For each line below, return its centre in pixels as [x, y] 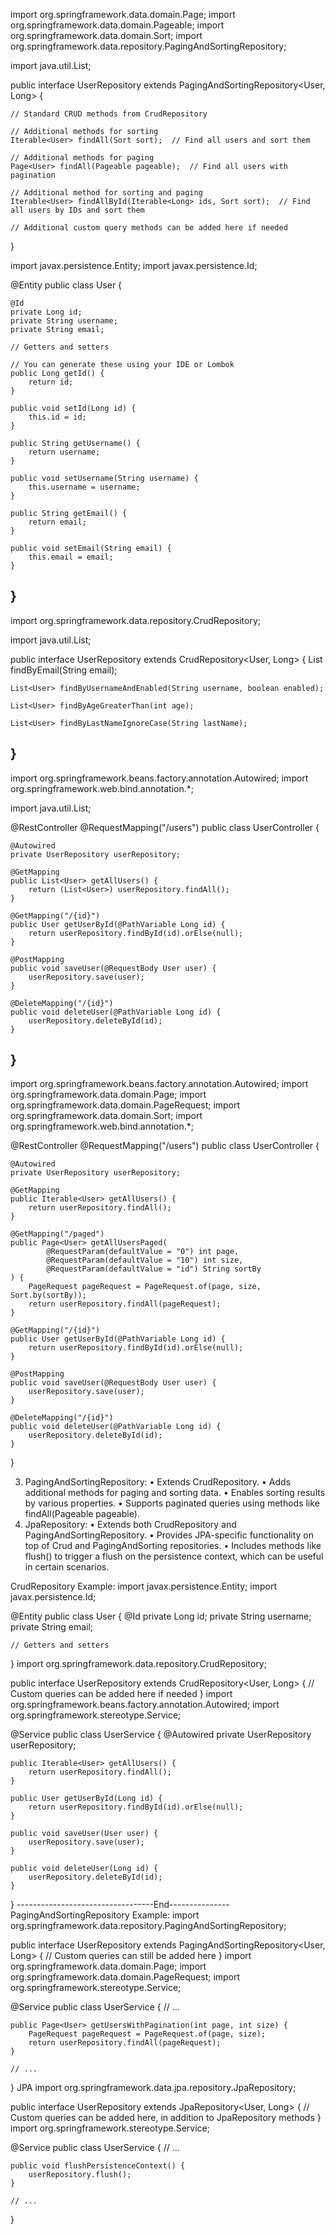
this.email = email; [71, 557]
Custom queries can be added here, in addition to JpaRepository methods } [166, 2118]
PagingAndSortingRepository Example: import [105, 1915]
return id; [51, 382]
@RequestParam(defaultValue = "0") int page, [143, 1252]
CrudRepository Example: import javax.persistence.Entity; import [143, 1586]
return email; [57, 522]
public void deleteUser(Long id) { [84, 1869]
